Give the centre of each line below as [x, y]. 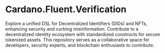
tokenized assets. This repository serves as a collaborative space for [77, 40]
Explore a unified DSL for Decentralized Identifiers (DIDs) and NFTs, [76, 23]
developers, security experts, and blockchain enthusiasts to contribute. [80, 45]
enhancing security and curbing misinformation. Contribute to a [72, 29]
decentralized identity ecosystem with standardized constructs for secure [83, 34]
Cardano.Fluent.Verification [66, 9]
